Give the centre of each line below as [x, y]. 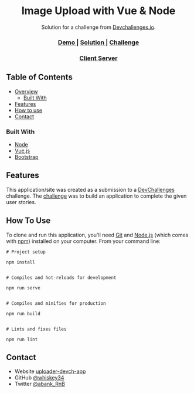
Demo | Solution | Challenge [98, 42]
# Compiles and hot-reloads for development [61, 278]
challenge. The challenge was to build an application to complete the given [96, 196]
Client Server [98, 58]
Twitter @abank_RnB [40, 384]
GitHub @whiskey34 [39, 378]
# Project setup [26, 252]
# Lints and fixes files [36, 329]
